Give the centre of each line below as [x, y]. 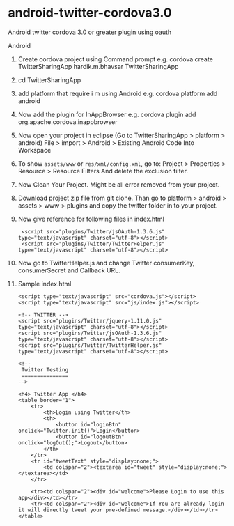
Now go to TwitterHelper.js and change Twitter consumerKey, [106, 263]
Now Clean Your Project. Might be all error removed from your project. [119, 184]
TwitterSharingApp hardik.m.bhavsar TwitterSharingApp [98, 66]
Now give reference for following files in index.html [91, 219]
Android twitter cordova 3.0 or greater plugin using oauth [90, 32]
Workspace [34, 150]
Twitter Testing [45, 370]
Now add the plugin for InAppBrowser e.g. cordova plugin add [107, 114]
